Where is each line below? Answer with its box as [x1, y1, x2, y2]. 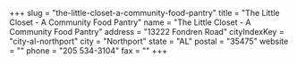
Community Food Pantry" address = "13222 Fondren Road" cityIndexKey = [9, 27, 284, 37]
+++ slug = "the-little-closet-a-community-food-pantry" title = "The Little [9, 8, 280, 18]
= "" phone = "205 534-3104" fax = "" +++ [9, 45, 168, 56]
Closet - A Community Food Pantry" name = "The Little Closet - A [9, 17, 251, 28]
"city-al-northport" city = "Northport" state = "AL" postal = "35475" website [9, 36, 289, 46]
